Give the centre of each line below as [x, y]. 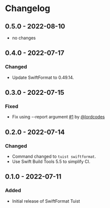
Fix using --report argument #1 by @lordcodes [58, 117]
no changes [24, 38]
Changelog [28, 8]
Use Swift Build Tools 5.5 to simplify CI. [51, 162]
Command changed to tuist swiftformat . [54, 156]
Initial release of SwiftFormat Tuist [46, 201]
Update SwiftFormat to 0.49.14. [43, 77]
